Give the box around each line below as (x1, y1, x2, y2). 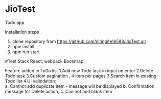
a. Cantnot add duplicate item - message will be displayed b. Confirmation (5, 83, 155, 89)
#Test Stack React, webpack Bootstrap (5, 58, 84, 64)
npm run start (12, 49, 40, 55)
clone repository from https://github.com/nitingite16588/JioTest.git (12, 38, 146, 44)
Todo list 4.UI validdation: (5, 78, 56, 84)
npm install (12, 43, 35, 49)
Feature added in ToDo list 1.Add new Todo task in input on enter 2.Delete (5, 67, 153, 74)
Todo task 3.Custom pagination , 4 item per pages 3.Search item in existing (5, 73, 157, 79)
